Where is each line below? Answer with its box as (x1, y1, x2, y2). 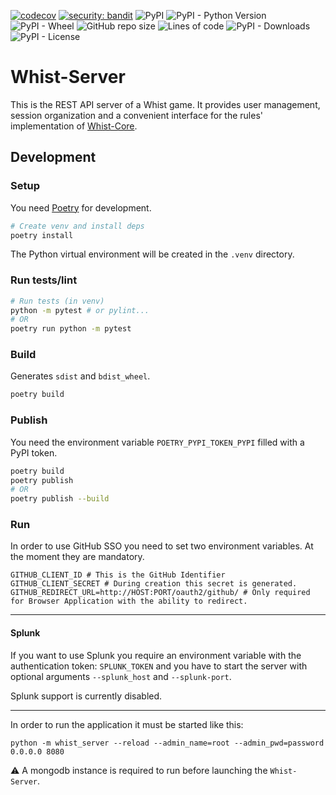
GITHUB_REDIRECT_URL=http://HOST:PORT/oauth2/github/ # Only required (10, 588, 311, 598)
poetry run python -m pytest (10, 324, 132, 334)
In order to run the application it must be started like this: (10, 718, 244, 730)
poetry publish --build (10, 494, 110, 504)
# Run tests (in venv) (10, 296, 105, 306)
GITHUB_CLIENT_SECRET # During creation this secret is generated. (10, 579, 298, 589)
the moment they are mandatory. (10, 551, 145, 563)
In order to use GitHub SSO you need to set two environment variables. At (10, 540, 314, 552)
